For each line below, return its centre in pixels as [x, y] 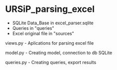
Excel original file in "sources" [43, 33]
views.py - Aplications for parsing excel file [50, 43]
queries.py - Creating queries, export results [51, 62]
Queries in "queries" [33, 28]
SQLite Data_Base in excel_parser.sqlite [53, 23]
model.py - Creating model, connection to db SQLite [59, 53]
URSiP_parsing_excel [50, 9]
